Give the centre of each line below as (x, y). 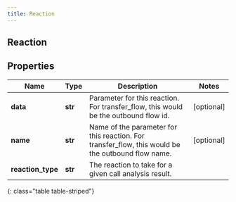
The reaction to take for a (131, 165)
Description (138, 86)
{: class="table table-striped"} (51, 191)
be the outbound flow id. (129, 115)
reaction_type (34, 169)
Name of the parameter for (133, 127)
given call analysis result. (130, 173)
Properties (31, 67)
